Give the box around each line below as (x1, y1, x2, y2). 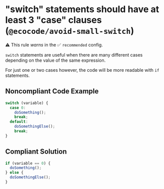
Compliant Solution (5, 148, 67, 156)
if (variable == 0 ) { (5, 161, 51, 166)
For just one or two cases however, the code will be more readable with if (5, 67, 159, 73)
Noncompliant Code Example (5, 87, 99, 96)
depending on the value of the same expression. (5, 57, 106, 63)
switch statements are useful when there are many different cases (5, 52, 143, 58)
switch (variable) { (5, 100, 49, 106)
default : (10, 119, 28, 124)
